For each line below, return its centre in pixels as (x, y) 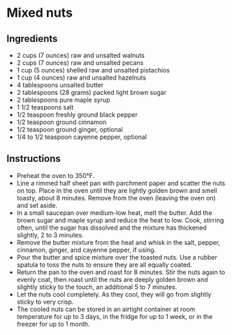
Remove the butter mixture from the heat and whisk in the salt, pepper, (118, 242)
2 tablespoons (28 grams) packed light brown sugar (92, 92)
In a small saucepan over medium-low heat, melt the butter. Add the (114, 213)
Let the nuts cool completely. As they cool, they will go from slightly (114, 294)
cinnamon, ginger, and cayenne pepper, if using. (86, 250)
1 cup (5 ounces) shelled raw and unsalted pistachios (93, 70)
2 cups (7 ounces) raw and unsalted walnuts (80, 55)
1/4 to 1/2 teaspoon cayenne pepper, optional (82, 137)
